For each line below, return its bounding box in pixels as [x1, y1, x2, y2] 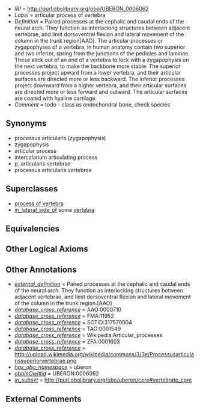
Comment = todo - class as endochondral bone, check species [14, 101, 171, 108]
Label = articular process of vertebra [14, 11, 106, 19]
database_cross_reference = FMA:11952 [14, 312, 115, 320]
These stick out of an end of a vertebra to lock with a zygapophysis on [14, 57, 189, 63]
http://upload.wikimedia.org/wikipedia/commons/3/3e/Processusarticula [14, 351, 195, 358]
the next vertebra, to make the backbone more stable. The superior [14, 63, 181, 70]
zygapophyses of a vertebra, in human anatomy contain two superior [14, 43, 186, 51]
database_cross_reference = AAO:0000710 [14, 306, 121, 314]
